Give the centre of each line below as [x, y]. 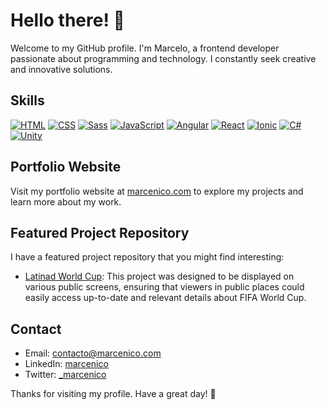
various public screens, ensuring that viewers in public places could [164, 287]
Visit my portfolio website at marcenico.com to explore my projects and [157, 191]
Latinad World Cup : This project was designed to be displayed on [159, 276]
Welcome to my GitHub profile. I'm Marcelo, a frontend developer [145, 48]
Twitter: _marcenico [65, 375]
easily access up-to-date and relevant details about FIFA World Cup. [165, 298]
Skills [27, 100]
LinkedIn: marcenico [66, 364]
